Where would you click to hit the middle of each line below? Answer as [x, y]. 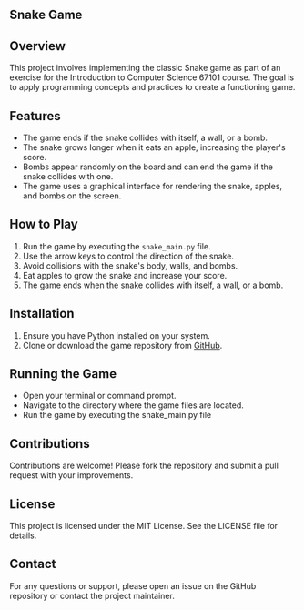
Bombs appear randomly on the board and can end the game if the [147, 167]
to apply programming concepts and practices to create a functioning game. [152, 87]
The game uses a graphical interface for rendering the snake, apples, [152, 187]
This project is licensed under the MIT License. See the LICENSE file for [144, 526]
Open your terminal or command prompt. [99, 396]
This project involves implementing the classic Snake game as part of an [145, 68]
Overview [38, 46]
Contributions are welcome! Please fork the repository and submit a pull [144, 466]
